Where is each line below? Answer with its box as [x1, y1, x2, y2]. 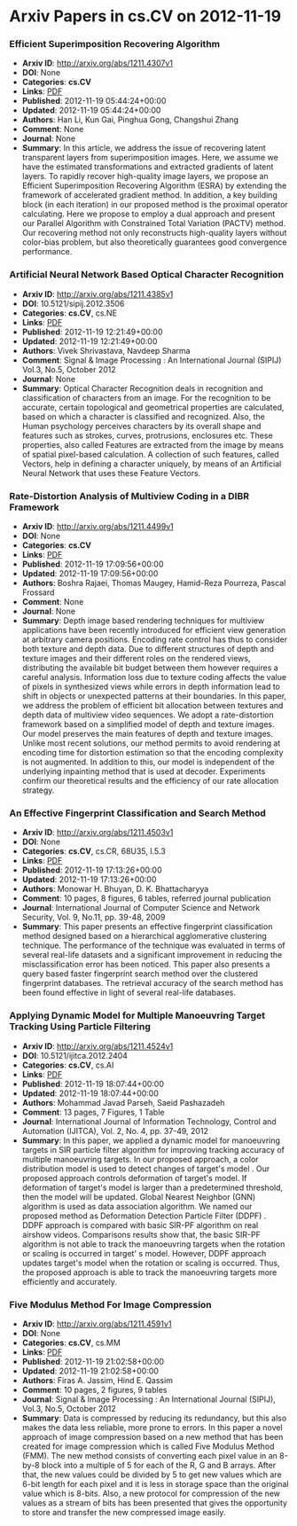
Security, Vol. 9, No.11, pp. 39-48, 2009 [21, 912, 166, 923]
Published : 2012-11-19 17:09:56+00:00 [21, 559, 164, 569]
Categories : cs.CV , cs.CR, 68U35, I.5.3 [21, 846, 166, 857]
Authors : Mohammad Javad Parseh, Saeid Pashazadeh [21, 1097, 225, 1107]
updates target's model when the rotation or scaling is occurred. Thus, [21, 1257, 280, 1268]
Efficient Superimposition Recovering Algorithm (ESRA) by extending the [21, 180, 287, 192]
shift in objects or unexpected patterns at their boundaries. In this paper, [21, 691, 286, 701]
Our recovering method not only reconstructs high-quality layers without [21, 228, 287, 239]
